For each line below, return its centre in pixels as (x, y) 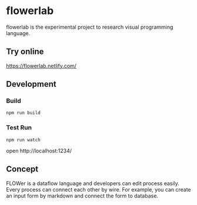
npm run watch (24, 140)
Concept (22, 169)
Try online (25, 52)
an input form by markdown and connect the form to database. (82, 196)
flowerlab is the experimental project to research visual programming (90, 27)
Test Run (19, 128)
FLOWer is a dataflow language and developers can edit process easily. (93, 183)
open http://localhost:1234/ (39, 151)
